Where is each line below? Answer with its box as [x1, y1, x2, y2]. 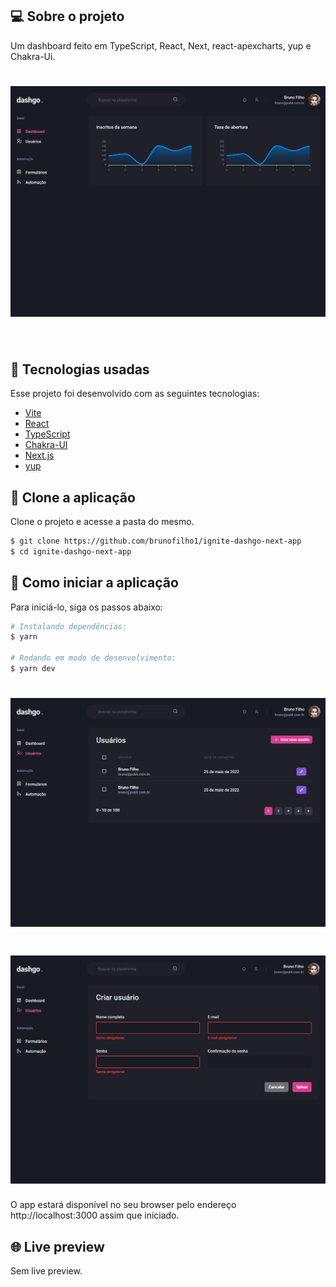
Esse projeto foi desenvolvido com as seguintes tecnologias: [10, 388, 260, 400]
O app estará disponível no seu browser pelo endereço [10, 1199, 237, 1211]
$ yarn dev [10, 664, 56, 674]
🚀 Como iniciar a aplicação [10, 574, 179, 592]
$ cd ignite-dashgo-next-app [10, 546, 132, 557]
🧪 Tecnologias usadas [10, 361, 150, 378]
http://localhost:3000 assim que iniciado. [10, 1209, 180, 1222]
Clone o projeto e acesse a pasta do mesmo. [10, 516, 195, 528]
